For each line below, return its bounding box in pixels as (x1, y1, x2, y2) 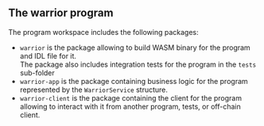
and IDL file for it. (19, 51, 77, 60)
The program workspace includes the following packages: (8, 27, 199, 36)
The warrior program (8, 6, 114, 20)
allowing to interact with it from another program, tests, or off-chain (19, 101, 241, 111)
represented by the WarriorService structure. (19, 85, 169, 94)
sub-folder (19, 67, 56, 78)
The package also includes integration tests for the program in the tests (19, 59, 257, 69)
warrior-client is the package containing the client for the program (19, 93, 243, 102)
